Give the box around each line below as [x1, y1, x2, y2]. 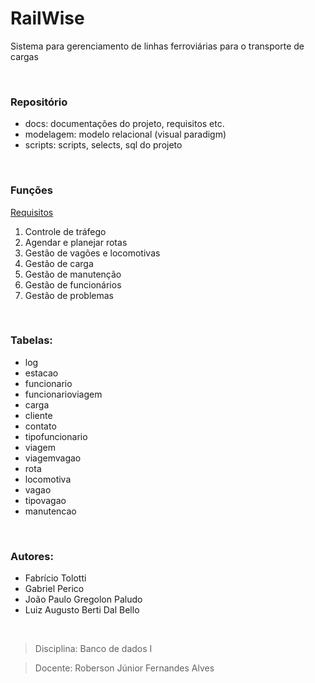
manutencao [24, 505, 77, 517]
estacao [24, 367, 59, 379]
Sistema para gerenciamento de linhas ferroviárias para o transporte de [10, 40, 305, 52]
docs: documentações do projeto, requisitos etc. [24, 118, 225, 130]
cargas [10, 50, 39, 62]
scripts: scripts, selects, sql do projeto [24, 139, 183, 151]
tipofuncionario [24, 430, 88, 442]
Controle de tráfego [24, 225, 107, 237]
